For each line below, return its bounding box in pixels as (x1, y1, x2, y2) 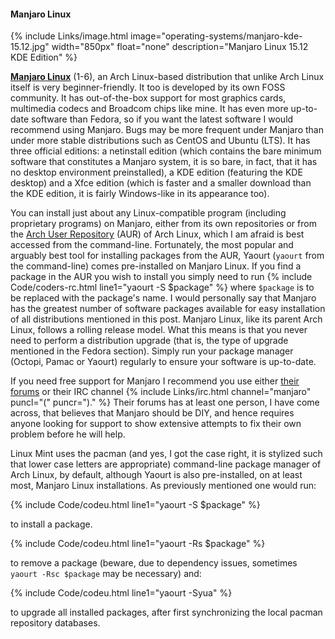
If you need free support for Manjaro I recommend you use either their (10, 375, 300, 387)
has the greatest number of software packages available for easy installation (10, 303, 326, 315)
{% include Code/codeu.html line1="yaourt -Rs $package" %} (10, 538, 266, 550)
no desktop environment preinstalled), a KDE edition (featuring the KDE (10, 166, 303, 179)
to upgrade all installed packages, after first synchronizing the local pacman (10, 606, 323, 619)
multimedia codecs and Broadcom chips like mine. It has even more (10, 103, 289, 115)
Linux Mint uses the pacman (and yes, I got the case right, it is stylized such (10, 448, 323, 460)
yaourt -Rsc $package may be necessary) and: (10, 568, 202, 580)
